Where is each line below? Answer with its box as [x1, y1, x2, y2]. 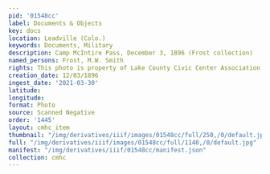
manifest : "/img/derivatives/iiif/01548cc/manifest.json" [8, 146, 207, 154]
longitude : [8, 94, 45, 102]
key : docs [8, 26, 42, 34]
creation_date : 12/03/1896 [8, 71, 99, 79]
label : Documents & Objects [8, 19, 103, 27]
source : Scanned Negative [8, 109, 95, 117]
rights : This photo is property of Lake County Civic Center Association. [8, 64, 264, 72]
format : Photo [8, 101, 56, 109]
